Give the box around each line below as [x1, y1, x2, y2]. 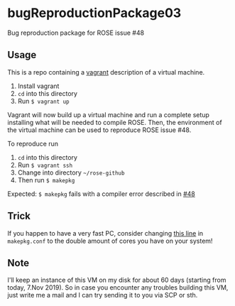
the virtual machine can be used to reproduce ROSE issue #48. [7, 126, 192, 134]
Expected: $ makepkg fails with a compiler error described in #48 [7, 190, 195, 198]
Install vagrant [17, 82, 60, 90]
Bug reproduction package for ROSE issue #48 [7, 28, 144, 37]
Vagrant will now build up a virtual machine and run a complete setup [7, 110, 209, 119]
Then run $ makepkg [17, 175, 75, 184]
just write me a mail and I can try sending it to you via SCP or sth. [7, 291, 198, 300]
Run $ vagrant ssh [17, 160, 73, 169]
